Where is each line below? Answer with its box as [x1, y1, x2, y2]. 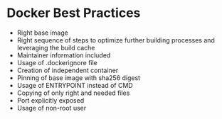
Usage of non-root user [16, 103, 87, 112]
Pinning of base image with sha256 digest [16, 73, 140, 82]
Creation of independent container [16, 66, 119, 74]
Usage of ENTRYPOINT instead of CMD [16, 81, 133, 89]
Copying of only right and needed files [16, 89, 130, 97]
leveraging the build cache [16, 43, 95, 52]
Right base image [16, 28, 68, 37]
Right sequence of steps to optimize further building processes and [16, 35, 215, 44]
